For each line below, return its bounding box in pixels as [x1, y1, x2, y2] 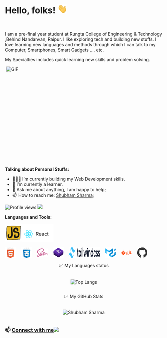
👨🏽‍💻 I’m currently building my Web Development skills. [12, 176, 125, 182]
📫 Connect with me [5, 326, 54, 333]
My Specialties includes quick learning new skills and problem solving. [5, 56, 150, 62]
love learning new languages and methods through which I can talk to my [5, 41, 156, 47]
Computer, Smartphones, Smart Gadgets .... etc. [5, 47, 104, 53]
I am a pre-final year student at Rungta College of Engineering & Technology [5, 31, 162, 37]
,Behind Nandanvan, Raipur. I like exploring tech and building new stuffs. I [5, 36, 156, 42]
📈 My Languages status [59, 263, 109, 269]
